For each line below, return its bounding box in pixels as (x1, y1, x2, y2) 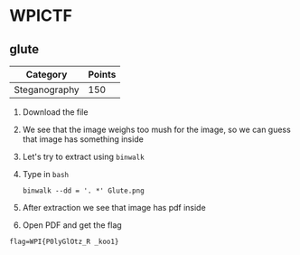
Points (88, 69, 117, 80)
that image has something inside (22, 134, 145, 145)
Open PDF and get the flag (22, 220, 122, 231)
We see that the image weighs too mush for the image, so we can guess (22, 124, 291, 135)
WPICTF (9, 5, 72, 26)
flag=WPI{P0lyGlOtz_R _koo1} (9, 237, 119, 246)
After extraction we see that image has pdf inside (22, 203, 206, 212)
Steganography (14, 83, 80, 96)
